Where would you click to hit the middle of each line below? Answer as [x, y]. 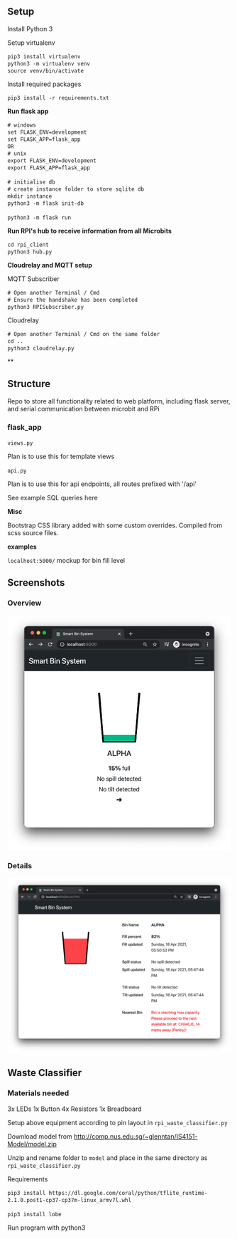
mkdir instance [30, 196]
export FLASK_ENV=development [52, 160]
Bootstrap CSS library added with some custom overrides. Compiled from [115, 525]
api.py [17, 470]
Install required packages [44, 84]
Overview [24, 603]
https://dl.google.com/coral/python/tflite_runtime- [128, 1193]
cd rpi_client [28, 245]
